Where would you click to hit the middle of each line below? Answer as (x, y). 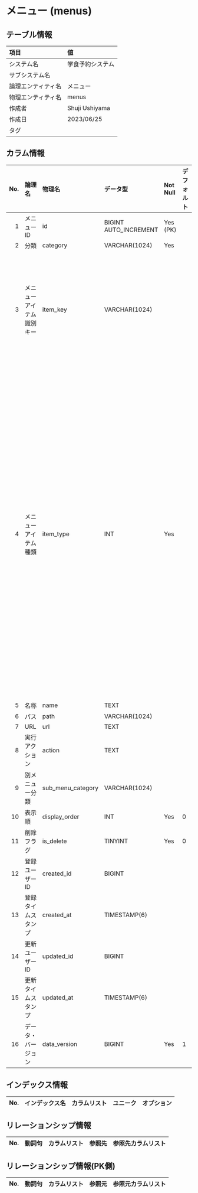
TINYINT (116, 841)
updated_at (58, 998)
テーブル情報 (29, 35)
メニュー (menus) (49, 11)
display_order (61, 816)
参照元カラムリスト (139, 1184)
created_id (57, 873)
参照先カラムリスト (139, 1143)
